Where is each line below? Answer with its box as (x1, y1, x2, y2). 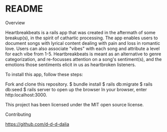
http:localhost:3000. (5, 92, 47, 98)
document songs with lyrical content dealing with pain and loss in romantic (5, 40, 160, 46)
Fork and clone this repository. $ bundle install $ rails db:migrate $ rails (5, 81, 152, 87)
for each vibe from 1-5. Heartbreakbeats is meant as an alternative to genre (5, 51, 161, 57)
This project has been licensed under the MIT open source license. (5, 101, 144, 107)
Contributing (5, 111, 31, 117)
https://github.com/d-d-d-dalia (5, 121, 69, 127)
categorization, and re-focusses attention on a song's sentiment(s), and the (5, 56, 162, 62)
